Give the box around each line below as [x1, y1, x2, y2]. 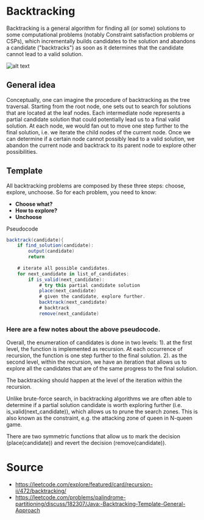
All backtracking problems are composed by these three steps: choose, [6, 182, 186, 189]
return [28, 254, 45, 260]
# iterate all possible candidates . [17, 265, 111, 271]
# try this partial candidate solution [38, 282, 140, 288]
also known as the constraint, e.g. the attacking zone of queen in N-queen [6, 414, 193, 422]
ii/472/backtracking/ [15, 487, 67, 495]
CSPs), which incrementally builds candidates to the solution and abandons [6, 37, 196, 45]
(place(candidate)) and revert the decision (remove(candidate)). [6, 439, 166, 447]
